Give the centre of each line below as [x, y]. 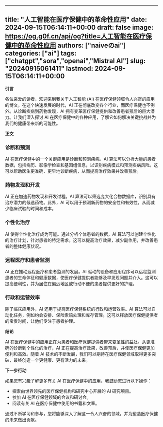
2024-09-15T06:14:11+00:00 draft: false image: [79, 28]
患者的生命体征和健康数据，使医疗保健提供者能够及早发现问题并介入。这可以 [81, 278]
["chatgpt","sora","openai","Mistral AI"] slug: [75, 61]
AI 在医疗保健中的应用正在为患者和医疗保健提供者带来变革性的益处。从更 [78, 342]
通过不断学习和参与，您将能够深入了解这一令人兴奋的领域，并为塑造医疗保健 [81, 414]
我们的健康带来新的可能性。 [33, 123]
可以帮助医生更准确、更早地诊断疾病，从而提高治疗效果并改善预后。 [73, 171]
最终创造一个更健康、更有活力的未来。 [52, 360]
